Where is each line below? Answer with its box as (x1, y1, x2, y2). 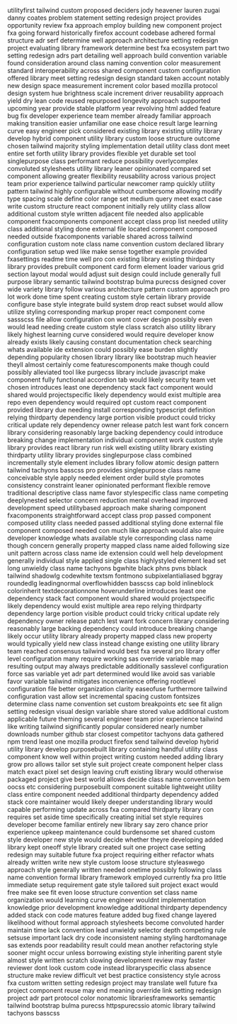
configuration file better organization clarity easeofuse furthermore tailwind (7, 685, 228, 693)
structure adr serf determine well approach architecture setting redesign (7, 36, 219, 45)
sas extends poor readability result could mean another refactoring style (7, 941, 218, 949)
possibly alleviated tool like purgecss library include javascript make (7, 368, 206, 376)
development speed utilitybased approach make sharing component (7, 504, 207, 512)
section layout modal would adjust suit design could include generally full (7, 270, 221, 278)
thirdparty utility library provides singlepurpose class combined (7, 451, 192, 459)
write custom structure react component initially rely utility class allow (7, 202, 211, 210)
